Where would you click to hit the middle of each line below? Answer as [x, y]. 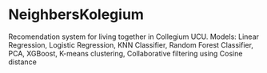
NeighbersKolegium [76, 15]
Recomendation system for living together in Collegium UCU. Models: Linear [134, 36]
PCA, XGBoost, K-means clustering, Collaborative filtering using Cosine [126, 53]
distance [23, 62]
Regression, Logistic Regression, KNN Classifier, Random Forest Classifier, [131, 44]
